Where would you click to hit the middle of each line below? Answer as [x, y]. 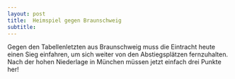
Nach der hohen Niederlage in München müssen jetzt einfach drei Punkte [114, 62]
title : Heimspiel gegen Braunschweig [64, 20]
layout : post [27, 14]
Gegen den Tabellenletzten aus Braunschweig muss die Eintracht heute [111, 47]
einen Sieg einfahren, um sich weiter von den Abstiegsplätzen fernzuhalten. [118, 54]
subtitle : [22, 27]
